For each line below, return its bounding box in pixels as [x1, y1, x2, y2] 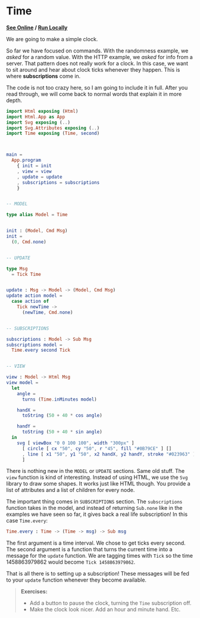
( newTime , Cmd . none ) [21, 309, 73, 315]
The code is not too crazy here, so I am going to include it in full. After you [6, 84, 188, 91]
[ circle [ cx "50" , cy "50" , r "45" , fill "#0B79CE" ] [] [21, 445, 172, 451]
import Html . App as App [6, 113, 65, 120]
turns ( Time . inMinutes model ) [21, 396, 97, 402]
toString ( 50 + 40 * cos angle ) [21, 413, 102, 419]
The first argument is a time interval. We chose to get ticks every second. [6, 539, 186, 547]
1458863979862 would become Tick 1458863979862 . [6, 558, 136, 565]
